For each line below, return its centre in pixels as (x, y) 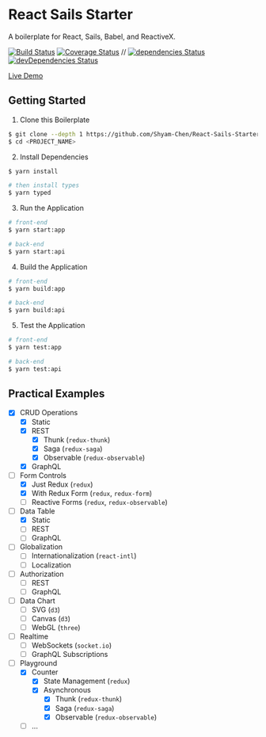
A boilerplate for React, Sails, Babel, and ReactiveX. (92, 36)
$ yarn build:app (37, 288)
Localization (51, 565)
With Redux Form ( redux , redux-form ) (92, 493)
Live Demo (26, 75)
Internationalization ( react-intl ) (84, 556)
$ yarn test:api (35, 369)
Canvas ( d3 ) (51, 618)
